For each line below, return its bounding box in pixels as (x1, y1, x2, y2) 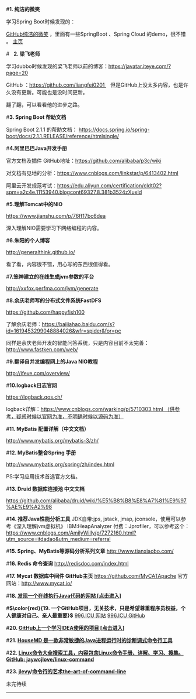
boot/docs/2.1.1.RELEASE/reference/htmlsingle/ (6, 133, 120, 139)
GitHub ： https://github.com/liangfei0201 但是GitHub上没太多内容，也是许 (6, 81, 188, 88)
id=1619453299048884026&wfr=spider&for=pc (6, 327, 121, 334)
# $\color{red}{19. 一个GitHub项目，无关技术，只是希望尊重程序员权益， (6, 605, 181, 611)
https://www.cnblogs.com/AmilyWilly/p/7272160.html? (6, 529, 136, 536)
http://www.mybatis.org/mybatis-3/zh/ (6, 437, 99, 444)
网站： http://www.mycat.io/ (6, 580, 72, 587)
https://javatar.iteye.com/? (108, 63, 171, 70)
